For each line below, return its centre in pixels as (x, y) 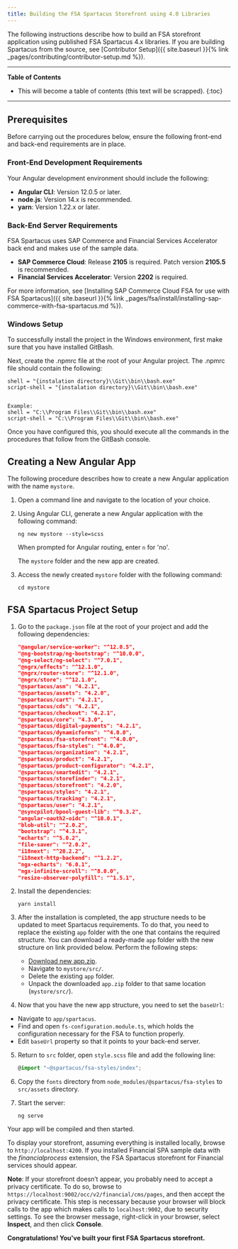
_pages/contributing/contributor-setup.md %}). (76, 57)
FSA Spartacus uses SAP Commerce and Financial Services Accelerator (113, 241)
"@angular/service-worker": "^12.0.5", (76, 647)
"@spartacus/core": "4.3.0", (61, 719)
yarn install (37, 904)
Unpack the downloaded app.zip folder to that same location (117, 984)
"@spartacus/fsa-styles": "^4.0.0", (72, 746)
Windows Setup (35, 324)
